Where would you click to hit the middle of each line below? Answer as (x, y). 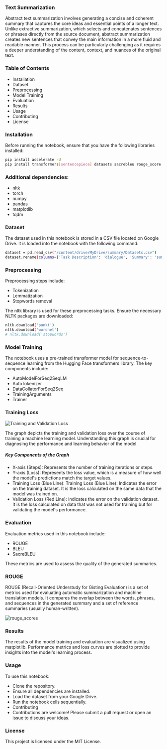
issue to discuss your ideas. (41, 718)
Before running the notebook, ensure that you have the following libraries (80, 145)
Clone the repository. (34, 686)
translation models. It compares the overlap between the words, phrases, (80, 598)
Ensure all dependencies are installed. (51, 691)
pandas (20, 204)
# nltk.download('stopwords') (37, 335)
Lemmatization (28, 296)
